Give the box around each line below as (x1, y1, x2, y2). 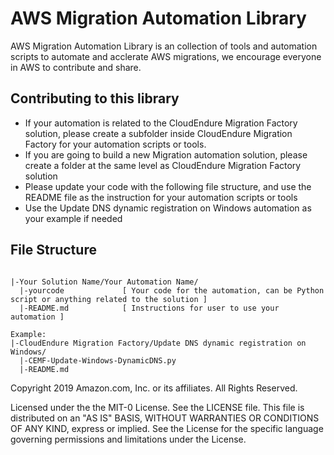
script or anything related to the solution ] (10, 294, 208, 304)
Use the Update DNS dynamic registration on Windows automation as (24, 202, 312, 214)
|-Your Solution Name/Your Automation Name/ (10, 277, 199, 287)
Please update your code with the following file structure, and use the (24, 180, 312, 192)
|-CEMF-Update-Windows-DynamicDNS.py (19, 355, 177, 366)
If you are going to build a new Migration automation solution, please (24, 148, 308, 161)
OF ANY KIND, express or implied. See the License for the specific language (10, 422, 324, 434)
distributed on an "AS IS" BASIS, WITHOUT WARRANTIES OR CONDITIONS (10, 412, 320, 424)
